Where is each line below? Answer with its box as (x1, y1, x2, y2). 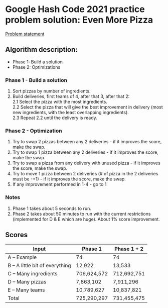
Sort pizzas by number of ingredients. (12, 88, 91, 94)
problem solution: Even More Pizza (5, 14, 153, 26)
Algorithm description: (5, 45, 78, 54)
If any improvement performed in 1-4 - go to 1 (12, 181, 107, 187)
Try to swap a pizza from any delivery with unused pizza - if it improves (12, 160, 160, 166)
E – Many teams (8, 286, 45, 293)
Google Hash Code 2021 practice (5, 4, 145, 15)
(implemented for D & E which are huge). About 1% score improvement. (12, 216, 160, 222)
